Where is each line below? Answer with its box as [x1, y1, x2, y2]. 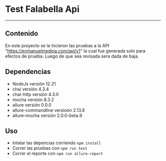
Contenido [5, 29, 39, 38]
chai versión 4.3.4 [12, 86, 49, 92]
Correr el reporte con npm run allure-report [12, 151, 103, 157]
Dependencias [5, 68, 51, 76]
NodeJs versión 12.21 [12, 80, 56, 86]
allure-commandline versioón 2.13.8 [12, 107, 85, 113]
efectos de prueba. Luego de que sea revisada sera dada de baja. [5, 53, 139, 59]
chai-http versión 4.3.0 [12, 91, 59, 97]
